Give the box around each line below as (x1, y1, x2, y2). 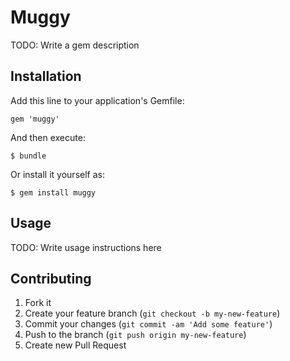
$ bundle (10, 151, 47, 161)
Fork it (24, 297, 52, 309)
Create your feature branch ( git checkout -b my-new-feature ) (24, 307, 281, 320)
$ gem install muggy (10, 187, 97, 198)
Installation (10, 68, 82, 85)
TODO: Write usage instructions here (10, 241, 162, 253)
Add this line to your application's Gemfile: (10, 94, 185, 106)
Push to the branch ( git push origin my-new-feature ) (24, 329, 247, 341)
